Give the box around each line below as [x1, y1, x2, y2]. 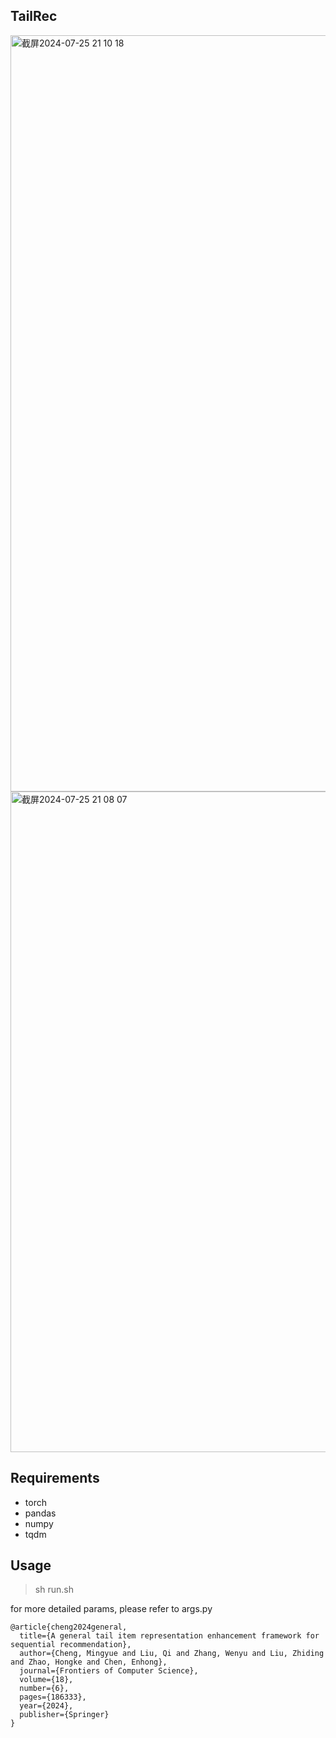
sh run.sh [34, 1584, 74, 1596]
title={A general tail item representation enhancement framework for [19, 1631, 320, 1641]
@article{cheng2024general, [10, 1622, 128, 1633]
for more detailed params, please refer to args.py [10, 1603, 213, 1615]
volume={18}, [19, 1675, 74, 1685]
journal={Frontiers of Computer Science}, [19, 1666, 199, 1676]
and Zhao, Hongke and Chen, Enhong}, [10, 1657, 168, 1668]
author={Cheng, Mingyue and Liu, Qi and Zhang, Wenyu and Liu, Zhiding [19, 1649, 325, 1659]
